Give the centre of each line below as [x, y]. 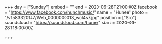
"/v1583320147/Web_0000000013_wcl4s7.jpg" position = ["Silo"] [71, 17]
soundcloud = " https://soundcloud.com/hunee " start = [60, 22]
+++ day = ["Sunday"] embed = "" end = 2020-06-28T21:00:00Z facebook [81, 7]
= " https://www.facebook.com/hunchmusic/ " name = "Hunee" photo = [76, 12]
